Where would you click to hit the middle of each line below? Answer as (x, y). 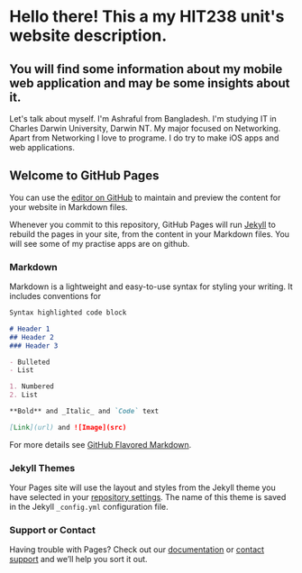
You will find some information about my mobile (146, 69)
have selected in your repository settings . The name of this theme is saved (148, 497)
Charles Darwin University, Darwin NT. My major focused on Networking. (145, 128)
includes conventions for (55, 296)
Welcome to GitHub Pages (84, 176)
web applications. (42, 147)
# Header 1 (30, 329)
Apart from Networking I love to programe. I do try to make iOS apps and (144, 138)
